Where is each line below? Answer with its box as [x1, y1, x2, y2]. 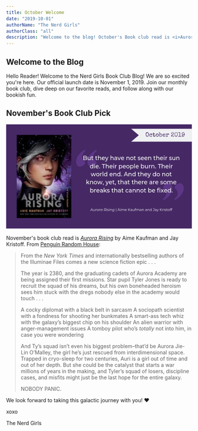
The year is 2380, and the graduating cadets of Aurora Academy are [20, 270, 187, 277]
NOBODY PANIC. [20, 386, 62, 393]
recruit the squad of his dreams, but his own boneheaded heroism [20, 283, 181, 290]
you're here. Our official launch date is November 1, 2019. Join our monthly [6, 78, 187, 85]
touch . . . [20, 295, 44, 302]
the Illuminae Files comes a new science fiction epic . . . [20, 258, 156, 266]
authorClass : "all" [6, 28, 54, 34]
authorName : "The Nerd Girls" [6, 22, 81, 28]
